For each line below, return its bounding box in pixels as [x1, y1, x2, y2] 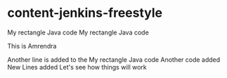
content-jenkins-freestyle [7, 5, 163, 21]
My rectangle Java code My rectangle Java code [7, 28, 149, 37]
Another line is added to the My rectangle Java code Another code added [7, 55, 221, 64]
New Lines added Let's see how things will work [7, 63, 148, 71]
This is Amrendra [7, 41, 57, 50]
